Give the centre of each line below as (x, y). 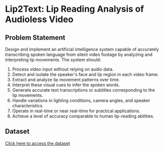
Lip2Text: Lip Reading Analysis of (75, 9)
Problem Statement (35, 38)
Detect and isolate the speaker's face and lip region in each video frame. (85, 74)
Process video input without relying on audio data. (63, 69)
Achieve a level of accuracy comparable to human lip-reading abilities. (83, 116)
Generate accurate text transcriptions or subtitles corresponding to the (83, 90)
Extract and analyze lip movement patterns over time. (66, 80)
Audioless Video (39, 19)
